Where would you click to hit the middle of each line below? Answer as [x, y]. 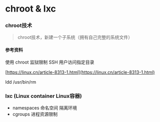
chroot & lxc [31, 9]
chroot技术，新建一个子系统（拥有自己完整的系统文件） [75, 37]
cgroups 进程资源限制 [35, 114]
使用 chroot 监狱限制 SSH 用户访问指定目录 [50, 62]
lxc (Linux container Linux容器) [44, 96]
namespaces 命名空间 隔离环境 [45, 108]
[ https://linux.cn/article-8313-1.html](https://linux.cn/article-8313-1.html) [80, 72]
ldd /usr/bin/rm [21, 82]
